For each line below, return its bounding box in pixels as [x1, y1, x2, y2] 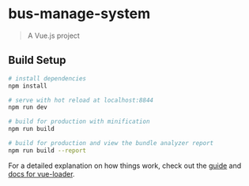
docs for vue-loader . [8, 169, 75, 178]
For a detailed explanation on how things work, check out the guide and [8, 161, 242, 170]
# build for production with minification [8, 117, 150, 126]
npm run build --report [8, 147, 87, 154]
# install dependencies [8, 74, 87, 83]
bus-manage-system [8, 5, 151, 23]
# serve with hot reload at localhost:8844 [8, 96, 154, 104]
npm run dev [8, 103, 47, 111]
